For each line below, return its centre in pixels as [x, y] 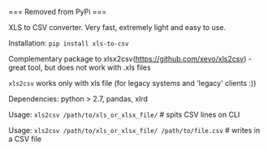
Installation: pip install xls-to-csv [69, 43]
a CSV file [25, 139]
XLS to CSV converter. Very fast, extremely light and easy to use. [117, 27]
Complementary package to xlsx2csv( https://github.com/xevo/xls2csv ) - [130, 59]
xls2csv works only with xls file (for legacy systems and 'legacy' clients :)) [132, 83]
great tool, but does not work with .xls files [80, 67]
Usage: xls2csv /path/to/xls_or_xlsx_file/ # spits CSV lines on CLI [124, 114]
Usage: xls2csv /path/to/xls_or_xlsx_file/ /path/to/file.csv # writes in [134, 130]
